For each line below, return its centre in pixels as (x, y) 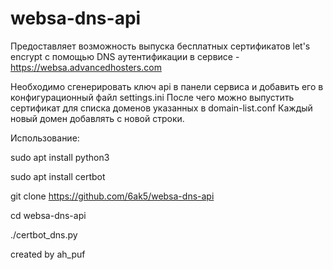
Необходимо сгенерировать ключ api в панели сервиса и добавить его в (167, 86)
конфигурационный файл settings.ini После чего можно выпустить (152, 97)
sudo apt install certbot (58, 176)
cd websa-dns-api (48, 215)
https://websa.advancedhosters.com (86, 67)
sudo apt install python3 (60, 157)
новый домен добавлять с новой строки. (97, 118)
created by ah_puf (48, 254)
